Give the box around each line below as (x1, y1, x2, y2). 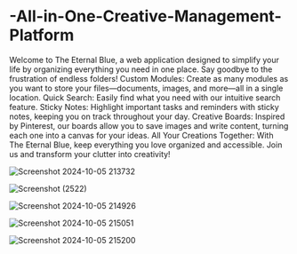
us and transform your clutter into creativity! (9, 148, 171, 159)
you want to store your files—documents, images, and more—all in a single (9, 83, 284, 93)
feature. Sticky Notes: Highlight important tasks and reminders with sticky (9, 101, 280, 112)
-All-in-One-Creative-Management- (9, 6, 282, 27)
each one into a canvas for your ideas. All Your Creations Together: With (9, 130, 274, 140)
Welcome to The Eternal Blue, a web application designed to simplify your (9, 54, 280, 65)
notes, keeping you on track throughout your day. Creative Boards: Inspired (9, 111, 285, 122)
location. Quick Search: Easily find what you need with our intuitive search (9, 91, 281, 103)
